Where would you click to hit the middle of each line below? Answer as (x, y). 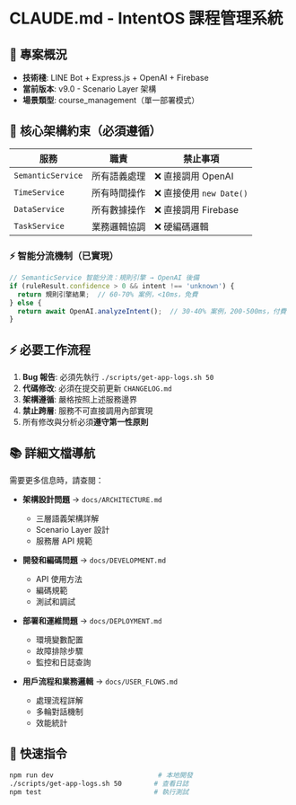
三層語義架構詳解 (67, 518)
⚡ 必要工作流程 (50, 350)
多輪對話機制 (59, 712)
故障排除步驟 (59, 650)
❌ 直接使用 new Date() (201, 192)
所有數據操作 (118, 209)
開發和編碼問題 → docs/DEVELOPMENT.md (94, 560)
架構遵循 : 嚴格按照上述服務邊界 (79, 400)
